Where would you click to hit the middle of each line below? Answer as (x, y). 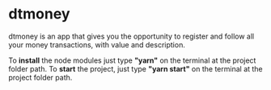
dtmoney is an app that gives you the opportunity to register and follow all (131, 36)
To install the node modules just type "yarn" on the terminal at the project (132, 60)
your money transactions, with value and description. (97, 44)
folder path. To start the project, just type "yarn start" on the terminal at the (135, 68)
